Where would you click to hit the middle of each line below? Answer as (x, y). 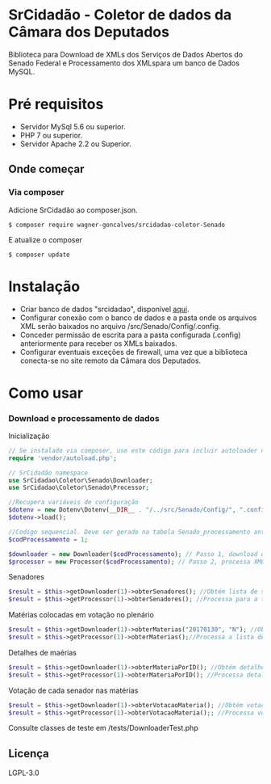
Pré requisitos (56, 105)
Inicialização (29, 436)
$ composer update (39, 255)
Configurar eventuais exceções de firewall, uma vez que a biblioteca (133, 352)
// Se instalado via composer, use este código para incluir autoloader (133, 450)
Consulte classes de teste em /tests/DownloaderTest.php (104, 728)
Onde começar (46, 169)
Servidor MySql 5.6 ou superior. (73, 126)
